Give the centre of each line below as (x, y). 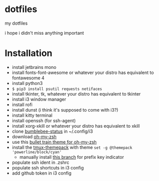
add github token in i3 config (42, 173)
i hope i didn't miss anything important (44, 33)
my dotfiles (16, 23)
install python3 (27, 83)
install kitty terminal (32, 115)
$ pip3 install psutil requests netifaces (57, 89)
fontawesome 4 (28, 78)
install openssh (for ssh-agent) (44, 120)
